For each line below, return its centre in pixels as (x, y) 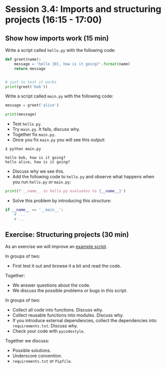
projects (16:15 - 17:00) (54, 20)
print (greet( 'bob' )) (27, 87)
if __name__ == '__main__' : (34, 210)
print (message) (21, 114)
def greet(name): (23, 59)
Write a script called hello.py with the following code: (60, 50)
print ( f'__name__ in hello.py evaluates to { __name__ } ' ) (66, 191)
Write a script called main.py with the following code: (59, 96)
